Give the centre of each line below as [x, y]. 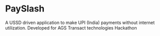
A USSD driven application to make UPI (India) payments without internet [80, 22]
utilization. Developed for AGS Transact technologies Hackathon [71, 27]
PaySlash [25, 9]
